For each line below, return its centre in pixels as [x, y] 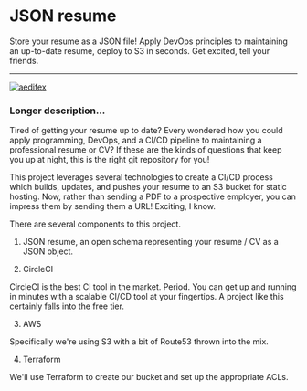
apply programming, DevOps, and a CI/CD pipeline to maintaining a [136, 140]
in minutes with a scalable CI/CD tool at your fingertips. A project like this [147, 297]
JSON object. [48, 251]
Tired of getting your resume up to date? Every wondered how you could [146, 131]
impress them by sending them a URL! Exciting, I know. [113, 206]
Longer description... [58, 111]
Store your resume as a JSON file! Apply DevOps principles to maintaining [148, 41]
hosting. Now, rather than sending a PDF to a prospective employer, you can [153, 196]
